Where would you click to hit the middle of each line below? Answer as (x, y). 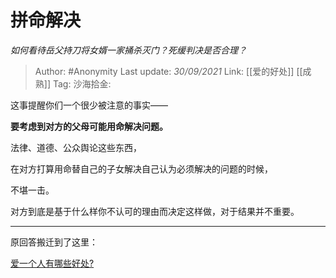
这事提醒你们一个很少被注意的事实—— (89, 105)
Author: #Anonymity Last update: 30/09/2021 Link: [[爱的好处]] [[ (168, 71)
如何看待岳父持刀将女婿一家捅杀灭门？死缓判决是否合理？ (128, 50)
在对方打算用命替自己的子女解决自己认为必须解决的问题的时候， (141, 168)
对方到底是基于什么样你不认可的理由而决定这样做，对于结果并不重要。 (155, 211)
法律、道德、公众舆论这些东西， (76, 147)
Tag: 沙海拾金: (82, 83)
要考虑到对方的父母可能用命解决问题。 (89, 126)
